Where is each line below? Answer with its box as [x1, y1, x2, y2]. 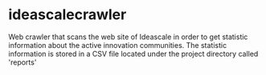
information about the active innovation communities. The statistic [8, 40, 227, 49]
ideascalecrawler [8, 6, 127, 24]
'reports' [8, 57, 37, 67]
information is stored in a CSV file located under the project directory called [8, 49, 259, 58]
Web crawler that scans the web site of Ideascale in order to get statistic [8, 32, 248, 41]
